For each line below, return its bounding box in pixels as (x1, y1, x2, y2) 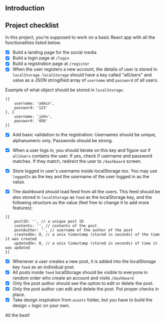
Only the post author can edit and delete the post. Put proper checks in (12, 285, 159, 292)
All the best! (5, 312, 30, 318)
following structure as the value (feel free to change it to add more (12, 199, 149, 205)
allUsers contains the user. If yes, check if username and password (12, 153, 152, 159)
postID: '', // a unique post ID (14, 219, 84, 224)
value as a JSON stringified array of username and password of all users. (12, 77, 158, 83)
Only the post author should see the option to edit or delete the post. (12, 280, 154, 286)
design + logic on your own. (12, 302, 70, 308)
